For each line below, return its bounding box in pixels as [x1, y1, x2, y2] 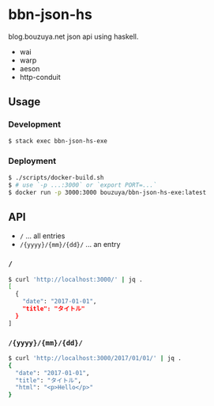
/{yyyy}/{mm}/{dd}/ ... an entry [19, 240, 121, 249]
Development [8, 119, 62, 130]
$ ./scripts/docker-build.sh [8, 173, 104, 181]
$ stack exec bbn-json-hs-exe [8, 137, 108, 145]
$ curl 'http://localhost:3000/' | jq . [8, 275, 144, 283]
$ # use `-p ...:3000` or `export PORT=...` [8, 180, 157, 189]
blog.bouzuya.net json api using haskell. [8, 32, 139, 41]
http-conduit [19, 72, 61, 82]
